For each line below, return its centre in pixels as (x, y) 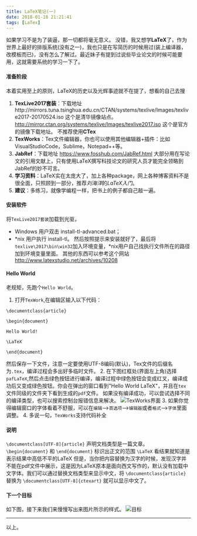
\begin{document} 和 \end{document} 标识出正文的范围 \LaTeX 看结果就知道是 (98, 451)
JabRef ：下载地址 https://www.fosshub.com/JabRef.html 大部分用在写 (99, 153)
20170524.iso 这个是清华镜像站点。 (74, 117)
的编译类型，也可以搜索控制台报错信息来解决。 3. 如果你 (95, 400)
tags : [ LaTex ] (23, 22)
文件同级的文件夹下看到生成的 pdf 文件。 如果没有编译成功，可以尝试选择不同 (98, 393)
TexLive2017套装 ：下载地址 (48, 103)
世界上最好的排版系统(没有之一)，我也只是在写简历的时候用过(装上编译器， (96, 47)
